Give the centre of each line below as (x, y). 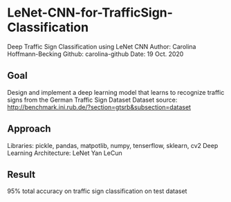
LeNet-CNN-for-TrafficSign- (90, 13)
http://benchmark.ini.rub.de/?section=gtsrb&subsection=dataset (99, 107)
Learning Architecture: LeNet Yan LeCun (65, 153)
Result (21, 174)
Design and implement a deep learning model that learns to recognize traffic (116, 92)
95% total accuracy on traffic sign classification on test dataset (97, 191)
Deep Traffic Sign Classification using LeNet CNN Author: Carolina (102, 46)
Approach (29, 129)
